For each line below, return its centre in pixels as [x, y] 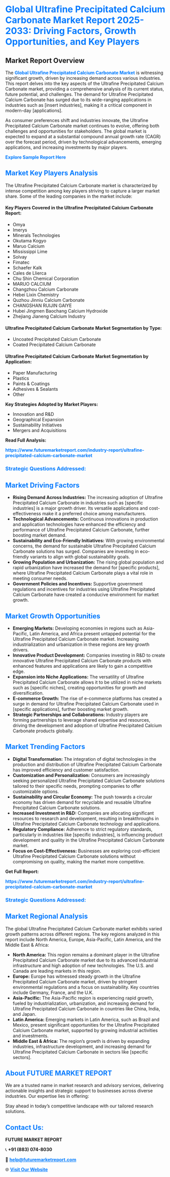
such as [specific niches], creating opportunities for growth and [79, 688]
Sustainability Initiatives [37, 425]
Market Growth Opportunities [53, 616]
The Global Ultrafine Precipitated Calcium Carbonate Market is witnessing [84, 73]
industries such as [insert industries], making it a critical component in [79, 105]
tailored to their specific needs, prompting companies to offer [77, 786]
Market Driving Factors [42, 485]
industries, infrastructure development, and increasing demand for [82, 1046]
